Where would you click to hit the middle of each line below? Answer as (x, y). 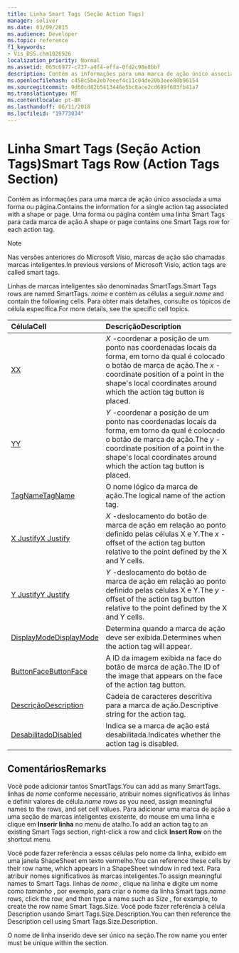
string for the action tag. (146, 714)
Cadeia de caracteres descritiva (159, 696)
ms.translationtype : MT (43, 94)
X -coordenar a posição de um (157, 338)
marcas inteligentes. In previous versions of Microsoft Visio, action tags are (117, 264)
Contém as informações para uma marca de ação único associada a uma (115, 199)
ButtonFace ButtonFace (49, 671)
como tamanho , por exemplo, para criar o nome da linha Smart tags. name (117, 891)
